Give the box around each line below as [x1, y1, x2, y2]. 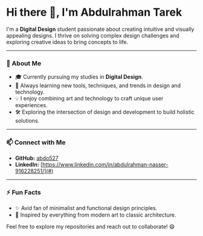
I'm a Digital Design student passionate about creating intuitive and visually [6, 25, 195, 33]
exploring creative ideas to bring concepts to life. [6, 38, 129, 45]
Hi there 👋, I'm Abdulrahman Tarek [6, 5, 182, 19]
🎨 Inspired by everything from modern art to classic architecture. [14, 211, 176, 218]
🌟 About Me [6, 59, 42, 67]
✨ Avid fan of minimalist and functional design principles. [14, 204, 158, 211]
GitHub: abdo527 [14, 154, 59, 162]
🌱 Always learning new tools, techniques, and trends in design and [14, 82, 181, 90]
